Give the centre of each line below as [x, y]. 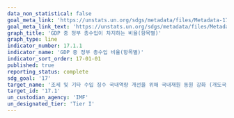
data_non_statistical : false [49, 14]
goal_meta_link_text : [39, 26]
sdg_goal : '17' [29, 78]
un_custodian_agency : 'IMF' [48, 98]
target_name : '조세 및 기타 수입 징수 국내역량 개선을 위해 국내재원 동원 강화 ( [110, 85]
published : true [31, 65]
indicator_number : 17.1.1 [45, 46]
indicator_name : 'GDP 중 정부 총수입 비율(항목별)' [76, 53]
